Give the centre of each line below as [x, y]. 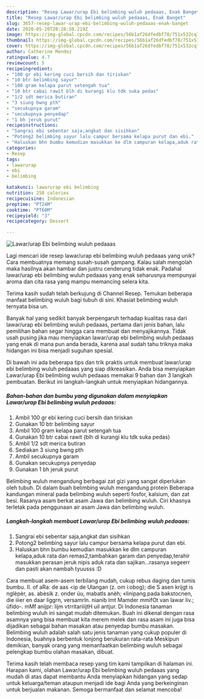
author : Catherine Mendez [39, 52]
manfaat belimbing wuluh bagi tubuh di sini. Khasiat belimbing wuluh [92, 300]
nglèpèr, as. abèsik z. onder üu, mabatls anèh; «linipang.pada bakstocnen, [99, 594]
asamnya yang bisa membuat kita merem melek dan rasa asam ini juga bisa [101, 620]
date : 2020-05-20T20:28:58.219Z [47, 29]
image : [15, 35]
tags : [13, 159]
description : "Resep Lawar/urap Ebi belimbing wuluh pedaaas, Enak [93, 12]
